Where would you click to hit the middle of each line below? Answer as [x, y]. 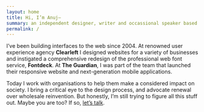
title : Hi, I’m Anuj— [34, 18]
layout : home [23, 12]
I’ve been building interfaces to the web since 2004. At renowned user [95, 46]
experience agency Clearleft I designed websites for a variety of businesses [102, 53]
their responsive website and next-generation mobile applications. [89, 72]
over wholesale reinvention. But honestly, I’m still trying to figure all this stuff [102, 96]
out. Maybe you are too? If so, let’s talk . [55, 103]
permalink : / [23, 29]
